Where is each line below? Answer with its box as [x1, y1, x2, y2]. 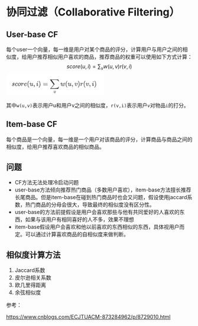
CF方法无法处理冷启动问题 [14, 179, 79, 186]
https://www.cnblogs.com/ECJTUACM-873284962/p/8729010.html [6, 314, 171, 321]
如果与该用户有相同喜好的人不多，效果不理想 [25, 216, 134, 223]
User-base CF [6, 29, 58, 39]
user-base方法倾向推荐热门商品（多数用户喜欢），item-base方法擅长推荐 [14, 186, 191, 193]
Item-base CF [6, 119, 57, 129]
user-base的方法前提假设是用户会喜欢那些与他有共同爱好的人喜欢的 [14, 209, 180, 216]
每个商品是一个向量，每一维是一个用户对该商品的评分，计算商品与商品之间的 [6, 136, 193, 143]
